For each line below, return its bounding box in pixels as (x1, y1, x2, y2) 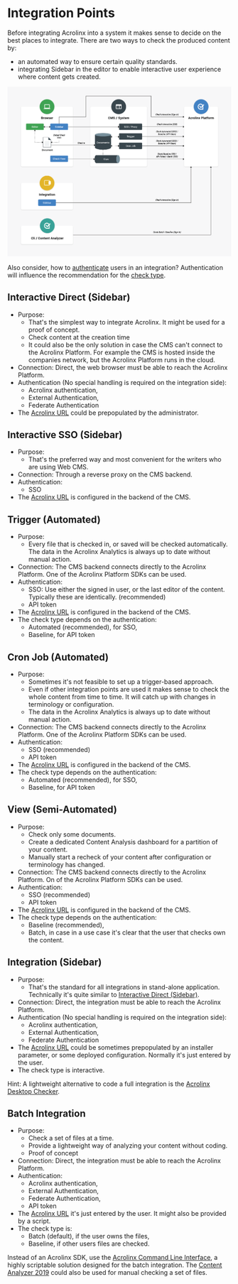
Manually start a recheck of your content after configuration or (28, 852, 212, 861)
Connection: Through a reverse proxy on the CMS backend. (17, 470, 193, 479)
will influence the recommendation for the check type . (7, 271, 166, 279)
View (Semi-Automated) (7, 804, 117, 816)
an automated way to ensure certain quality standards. (17, 57, 178, 65)
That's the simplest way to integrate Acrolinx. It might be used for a (28, 317, 225, 326)
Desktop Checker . (7, 1087, 60, 1095)
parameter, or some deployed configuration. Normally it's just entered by (17, 1050, 231, 1059)
